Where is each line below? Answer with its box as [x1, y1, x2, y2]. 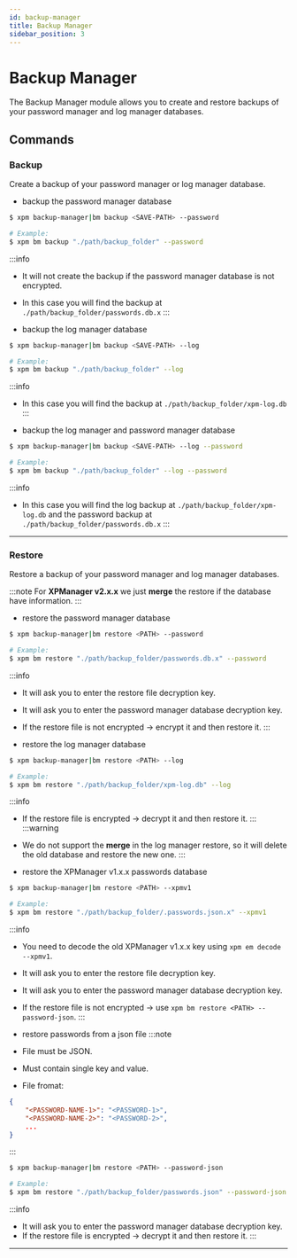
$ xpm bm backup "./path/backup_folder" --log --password [9, 466, 227, 475]
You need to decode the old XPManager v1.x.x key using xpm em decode [21, 942, 281, 952]
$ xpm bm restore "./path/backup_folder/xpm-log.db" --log [9, 780, 232, 789]
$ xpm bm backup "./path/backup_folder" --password [9, 237, 203, 246]
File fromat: [21, 1081, 65, 1091]
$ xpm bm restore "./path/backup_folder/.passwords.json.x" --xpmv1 [9, 908, 267, 918]
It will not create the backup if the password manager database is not [21, 270, 275, 281]
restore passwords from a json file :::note [21, 1029, 172, 1040]
